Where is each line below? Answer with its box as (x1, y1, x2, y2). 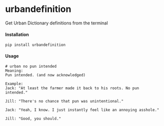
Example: (5, 81, 23, 87)
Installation (5, 31, 29, 37)
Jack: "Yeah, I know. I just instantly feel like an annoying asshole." (5, 108, 160, 113)
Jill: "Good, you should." (5, 116, 61, 122)
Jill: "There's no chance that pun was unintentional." (5, 99, 124, 104)
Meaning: (5, 68, 23, 73)
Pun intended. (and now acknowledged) (5, 73, 86, 78)
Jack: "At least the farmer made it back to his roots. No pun (5, 86, 140, 91)
